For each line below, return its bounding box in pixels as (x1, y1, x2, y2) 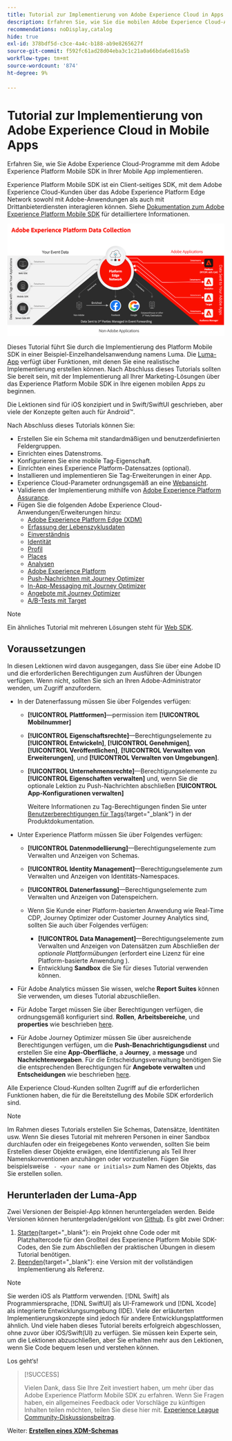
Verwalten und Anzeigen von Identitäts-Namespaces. (27, 872, 180, 880)
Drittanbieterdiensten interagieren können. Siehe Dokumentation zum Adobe (7, 203, 225, 211)
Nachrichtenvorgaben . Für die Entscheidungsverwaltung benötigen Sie (17, 1055, 222, 1064)
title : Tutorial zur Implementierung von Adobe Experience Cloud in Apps (7, 11, 224, 18)
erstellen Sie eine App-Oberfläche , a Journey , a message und (17, 1048, 197, 1056)
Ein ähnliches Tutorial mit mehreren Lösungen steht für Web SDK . (7, 623, 193, 632)
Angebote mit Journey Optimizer (27, 589, 121, 597)
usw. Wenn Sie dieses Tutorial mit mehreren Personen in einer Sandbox (7, 1132, 211, 1140)
